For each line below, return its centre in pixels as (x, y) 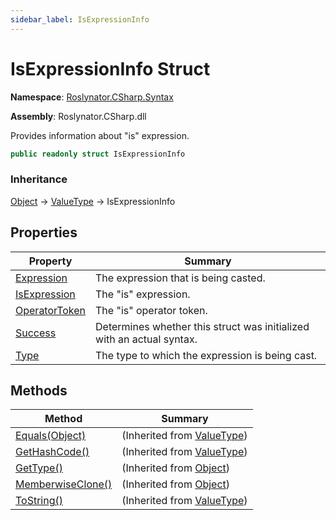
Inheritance (39, 179)
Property (50, 261)
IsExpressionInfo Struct (110, 68)
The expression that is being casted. (180, 278)
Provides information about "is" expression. (100, 135)
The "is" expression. (143, 294)
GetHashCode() (52, 452)
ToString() (39, 501)
